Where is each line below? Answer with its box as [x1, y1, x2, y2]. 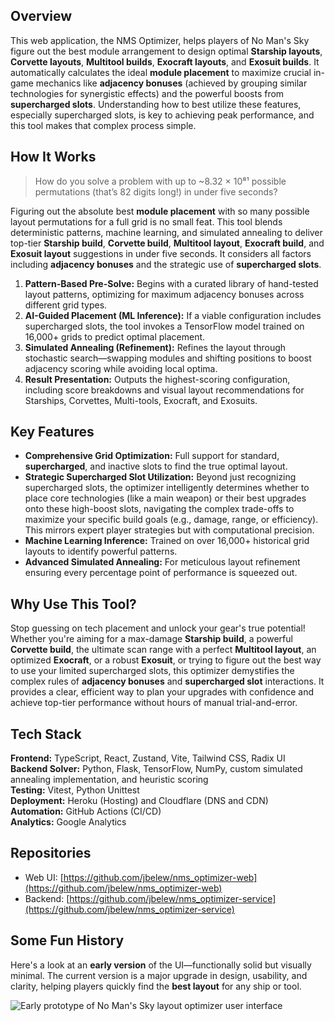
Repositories [10, 845, 92, 862]
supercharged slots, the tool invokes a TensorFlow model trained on [24, 320, 305, 332]
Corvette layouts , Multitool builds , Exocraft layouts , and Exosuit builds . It [10, 55, 320, 68]
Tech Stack [10, 725, 82, 743]
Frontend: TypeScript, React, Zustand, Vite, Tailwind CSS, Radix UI [10, 752, 286, 764]
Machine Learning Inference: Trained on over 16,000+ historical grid [24, 535, 310, 547]
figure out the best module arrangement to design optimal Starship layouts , [10, 45, 323, 57]
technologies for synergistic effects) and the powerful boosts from [10, 87, 285, 99]
